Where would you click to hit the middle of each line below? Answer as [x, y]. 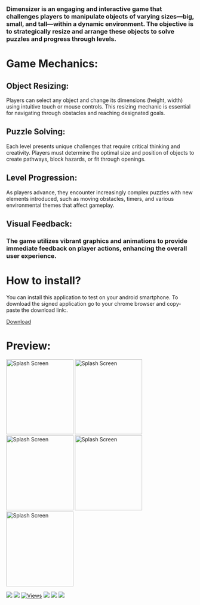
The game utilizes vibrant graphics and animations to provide [97, 240]
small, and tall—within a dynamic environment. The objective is [100, 24]
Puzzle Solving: [36, 132]
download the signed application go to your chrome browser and [86, 303]
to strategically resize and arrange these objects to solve [90, 31]
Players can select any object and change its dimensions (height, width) [95, 100]
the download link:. [44, 310]
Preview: [28, 346]
